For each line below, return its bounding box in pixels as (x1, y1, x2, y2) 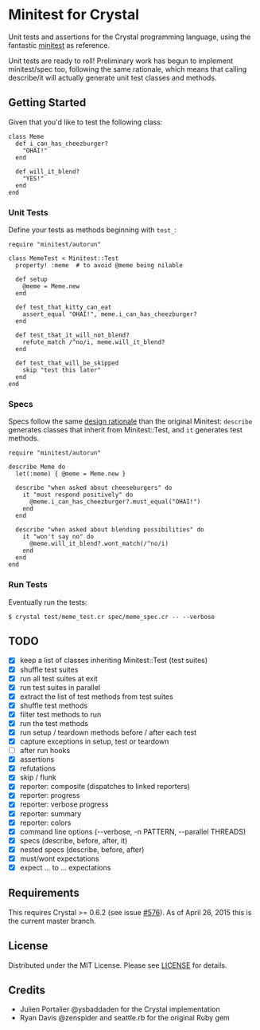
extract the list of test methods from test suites (19, 692, 173, 701)
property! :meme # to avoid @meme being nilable (15, 262, 183, 270)
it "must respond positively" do (22, 491, 134, 499)
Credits (8, 983, 46, 996)
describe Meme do (8, 463, 66, 472)
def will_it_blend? (15, 168, 80, 176)
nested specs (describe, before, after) (19, 844, 145, 854)
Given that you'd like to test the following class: (8, 117, 163, 127)
